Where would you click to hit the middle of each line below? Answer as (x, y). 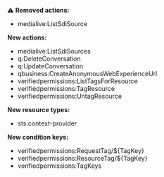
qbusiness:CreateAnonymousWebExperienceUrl (87, 74)
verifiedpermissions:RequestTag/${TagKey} (81, 151)
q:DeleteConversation (49, 59)
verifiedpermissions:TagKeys (59, 166)
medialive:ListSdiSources (54, 51)
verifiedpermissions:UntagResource (69, 96)
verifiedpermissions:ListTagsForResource (78, 81)
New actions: (27, 37)
